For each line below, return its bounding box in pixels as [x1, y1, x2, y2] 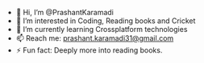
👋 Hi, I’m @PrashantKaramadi [15, 8, 114, 17]
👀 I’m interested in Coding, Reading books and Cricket [15, 16, 196, 26]
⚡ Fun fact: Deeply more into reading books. [15, 45, 163, 55]
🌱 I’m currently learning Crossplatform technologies [15, 25, 188, 33]
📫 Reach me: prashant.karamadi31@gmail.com [15, 33, 174, 43]
